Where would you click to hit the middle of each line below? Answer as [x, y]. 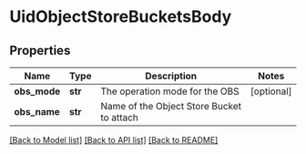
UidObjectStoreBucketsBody [121, 17]
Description [171, 76]
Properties [40, 51]
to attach [119, 118]
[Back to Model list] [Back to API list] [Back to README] [114, 140]
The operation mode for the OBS [169, 91]
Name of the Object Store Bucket [171, 106]
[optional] [271, 91]
